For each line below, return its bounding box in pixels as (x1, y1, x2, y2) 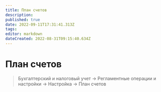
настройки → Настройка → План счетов (17, 81, 106, 87)
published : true (5, 17, 40, 22)
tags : (5, 27, 17, 32)
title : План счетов (5, 7, 47, 13)
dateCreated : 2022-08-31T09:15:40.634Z (5, 36, 91, 42)
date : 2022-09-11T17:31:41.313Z (5, 22, 75, 27)
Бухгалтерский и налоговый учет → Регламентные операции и (17, 75, 156, 81)
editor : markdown (5, 31, 43, 36)
